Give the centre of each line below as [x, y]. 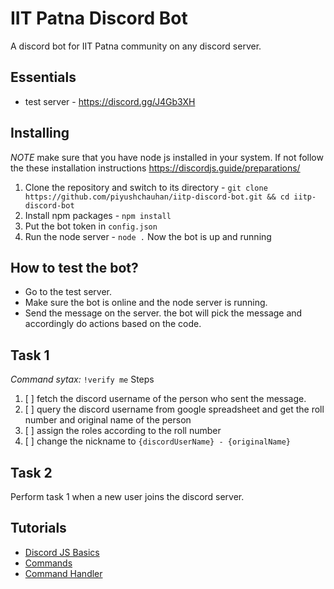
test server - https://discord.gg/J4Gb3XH [110, 101]
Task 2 [31, 472]
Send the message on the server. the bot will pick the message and [163, 313]
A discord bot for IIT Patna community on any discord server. [136, 46]
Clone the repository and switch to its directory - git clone [146, 187]
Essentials [43, 77]
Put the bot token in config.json [91, 226]
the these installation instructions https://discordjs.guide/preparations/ [155, 168]
